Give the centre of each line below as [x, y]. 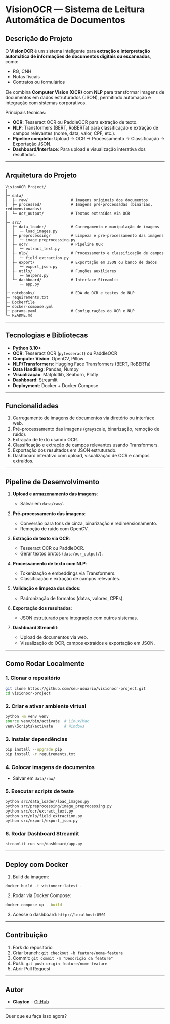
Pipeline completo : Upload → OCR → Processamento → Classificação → [89, 138]
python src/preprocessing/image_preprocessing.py [59, 806]
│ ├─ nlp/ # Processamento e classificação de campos [85, 253]
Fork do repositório [32, 948]
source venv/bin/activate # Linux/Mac [47, 721]
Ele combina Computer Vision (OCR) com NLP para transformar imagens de [85, 92]
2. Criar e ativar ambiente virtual [46, 706]
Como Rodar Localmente [45, 664]
